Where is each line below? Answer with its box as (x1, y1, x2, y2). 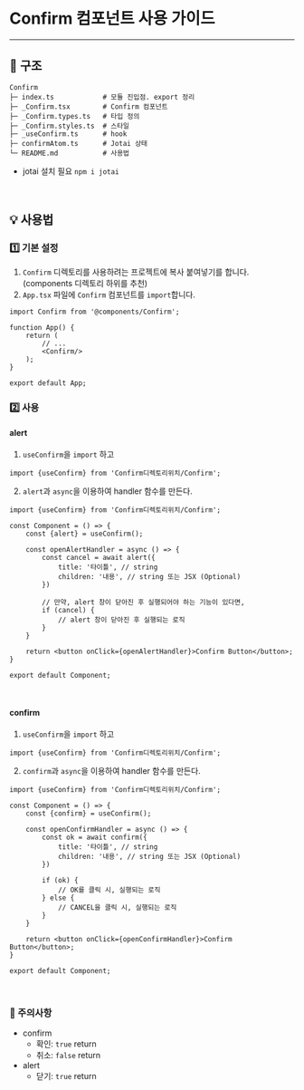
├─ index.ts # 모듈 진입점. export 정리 (9, 92, 195, 101)
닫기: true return (35, 1071, 97, 1082)
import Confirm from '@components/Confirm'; (9, 307, 180, 317)
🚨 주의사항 (9, 1007, 52, 1019)
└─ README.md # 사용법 (9, 149, 129, 158)
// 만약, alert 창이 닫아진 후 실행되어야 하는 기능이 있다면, (42, 597, 245, 607)
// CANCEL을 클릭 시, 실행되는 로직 (57, 902, 177, 912)
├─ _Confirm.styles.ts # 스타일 (9, 121, 129, 130)
